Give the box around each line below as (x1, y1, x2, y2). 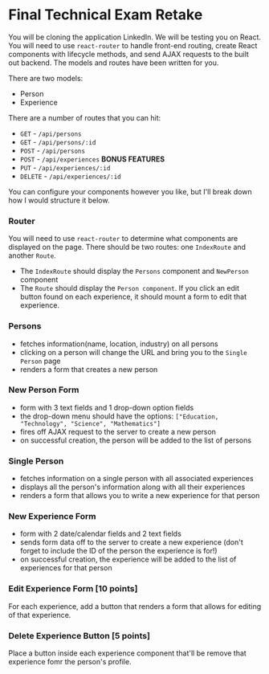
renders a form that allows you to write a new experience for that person (19, 491, 260, 500)
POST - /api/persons (19, 145, 86, 155)
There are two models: (8, 73, 84, 83)
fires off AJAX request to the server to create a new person (19, 427, 217, 436)
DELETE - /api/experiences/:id (19, 171, 122, 181)
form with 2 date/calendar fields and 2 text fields (19, 529, 182, 539)
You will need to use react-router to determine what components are (8, 234, 238, 243)
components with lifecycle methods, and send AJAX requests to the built (8, 49, 249, 59)
